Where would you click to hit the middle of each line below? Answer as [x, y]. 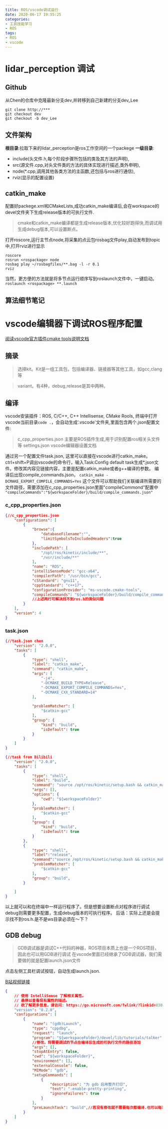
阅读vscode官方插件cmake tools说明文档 [47, 338]
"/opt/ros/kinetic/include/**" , [74, 553]
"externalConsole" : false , [60, 1066]
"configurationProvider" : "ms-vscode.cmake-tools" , [87, 590]
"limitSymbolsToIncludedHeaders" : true [81, 539]
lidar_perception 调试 [50, 69]
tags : [11, 33]
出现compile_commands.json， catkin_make [59, 475]
